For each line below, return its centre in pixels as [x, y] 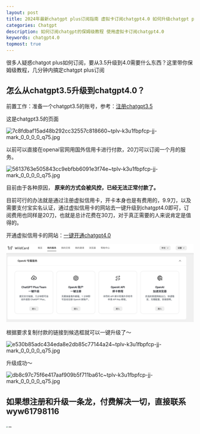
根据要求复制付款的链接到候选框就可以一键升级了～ [69, 333]
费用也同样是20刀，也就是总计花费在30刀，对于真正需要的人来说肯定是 [99, 215]
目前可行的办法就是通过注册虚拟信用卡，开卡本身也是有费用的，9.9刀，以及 [99, 200]
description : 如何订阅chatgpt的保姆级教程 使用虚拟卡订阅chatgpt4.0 [85, 32]
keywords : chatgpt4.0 [33, 38]
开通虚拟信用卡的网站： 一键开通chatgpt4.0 [59, 235]
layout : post [22, 13]
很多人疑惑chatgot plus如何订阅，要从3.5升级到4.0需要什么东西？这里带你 [97, 62]
